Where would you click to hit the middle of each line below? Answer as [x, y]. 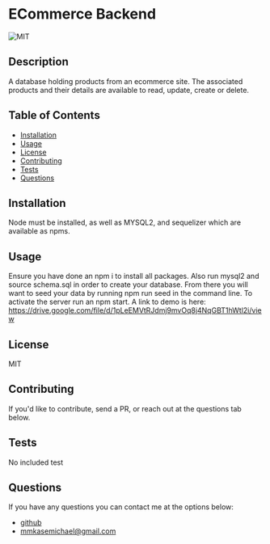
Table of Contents [55, 115]
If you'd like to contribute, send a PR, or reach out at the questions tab [125, 408]
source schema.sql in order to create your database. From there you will [128, 285]
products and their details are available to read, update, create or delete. [129, 90]
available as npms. [39, 231]
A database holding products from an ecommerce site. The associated [126, 81]
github [31, 523]
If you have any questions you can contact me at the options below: [121, 507]
